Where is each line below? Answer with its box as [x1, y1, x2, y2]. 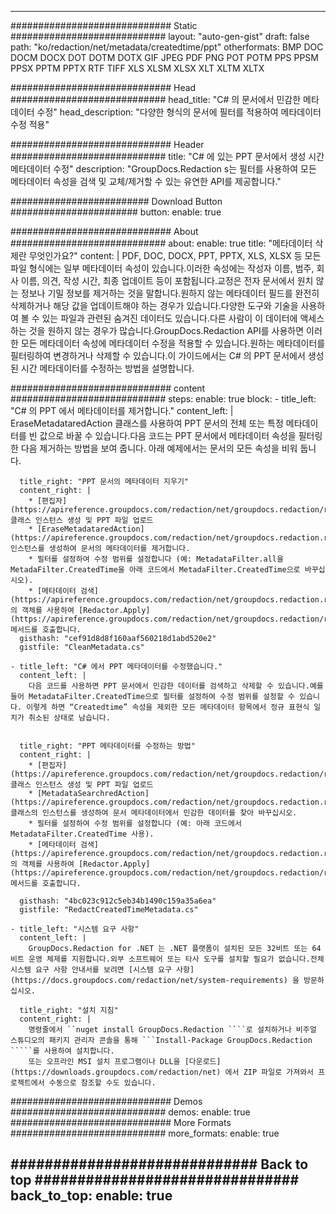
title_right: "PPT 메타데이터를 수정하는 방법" [19, 741, 196, 751]
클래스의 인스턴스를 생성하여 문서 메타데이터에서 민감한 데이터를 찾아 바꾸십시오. [10, 808, 298, 818]
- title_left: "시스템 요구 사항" [10, 924, 140, 934]
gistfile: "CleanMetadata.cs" [19, 642, 145, 652]
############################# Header [10, 139, 205, 150]
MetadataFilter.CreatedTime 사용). [10, 829, 155, 839]
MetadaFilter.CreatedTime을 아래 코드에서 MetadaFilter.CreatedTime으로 [10, 565, 301, 575]
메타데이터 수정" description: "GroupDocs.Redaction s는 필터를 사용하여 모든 [10, 163, 317, 175]
